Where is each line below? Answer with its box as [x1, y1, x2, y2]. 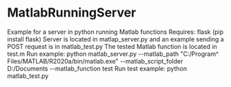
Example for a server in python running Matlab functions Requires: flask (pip [7, 28, 224, 36]
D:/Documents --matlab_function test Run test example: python [7, 64, 188, 72]
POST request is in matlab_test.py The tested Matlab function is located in [7, 42, 217, 50]
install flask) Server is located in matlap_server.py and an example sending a [7, 35, 224, 43]
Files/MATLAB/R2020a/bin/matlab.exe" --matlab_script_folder [7, 57, 183, 65]
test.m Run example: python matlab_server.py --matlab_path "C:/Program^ [7, 50, 219, 58]
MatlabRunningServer [7, 5, 137, 21]
